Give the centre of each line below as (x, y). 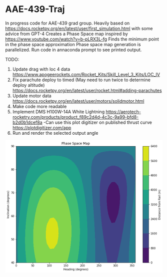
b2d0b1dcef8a (27, 122)
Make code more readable (39, 106)
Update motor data (32, 96)
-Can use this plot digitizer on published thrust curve (98, 122)
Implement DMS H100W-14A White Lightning (58, 112)
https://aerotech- (123, 112)
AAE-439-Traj (35, 9)
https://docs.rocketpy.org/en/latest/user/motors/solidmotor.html (78, 101)
